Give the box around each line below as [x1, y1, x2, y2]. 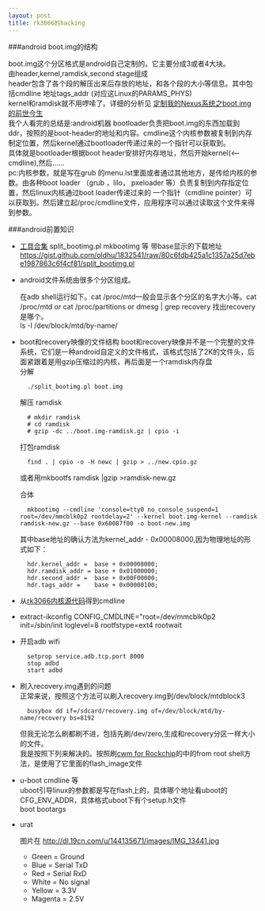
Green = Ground [31, 851, 85, 861]
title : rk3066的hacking [8, 19, 85, 27]
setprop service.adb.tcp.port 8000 [27, 652, 145, 660]
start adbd [27, 666, 63, 675]
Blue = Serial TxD [31, 860, 89, 870]
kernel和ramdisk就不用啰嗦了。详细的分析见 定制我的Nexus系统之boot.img [8, 98, 252, 108]
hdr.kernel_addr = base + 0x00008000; [27, 560, 158, 568]
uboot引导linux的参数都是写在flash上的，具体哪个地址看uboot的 [19, 785, 228, 794]
